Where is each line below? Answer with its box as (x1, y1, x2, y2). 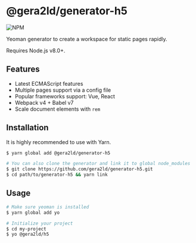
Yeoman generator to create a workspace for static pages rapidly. (6, 35, 168, 42)
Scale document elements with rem (14, 105, 101, 113)
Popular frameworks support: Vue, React (14, 92, 115, 99)
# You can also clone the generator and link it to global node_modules (6, 161, 191, 167)
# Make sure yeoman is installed (6, 204, 89, 210)
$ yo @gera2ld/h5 (6, 231, 49, 238)
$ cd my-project (6, 226, 46, 232)
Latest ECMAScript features (14, 80, 83, 87)
